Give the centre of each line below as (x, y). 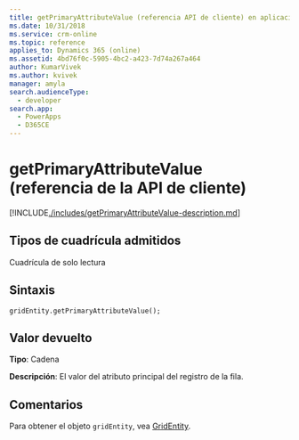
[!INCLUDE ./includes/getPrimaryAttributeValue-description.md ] (125, 212)
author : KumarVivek (45, 68)
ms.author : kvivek (43, 76)
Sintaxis (32, 290)
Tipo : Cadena (34, 359)
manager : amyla (37, 84)
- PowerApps (40, 117)
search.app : (31, 109)
